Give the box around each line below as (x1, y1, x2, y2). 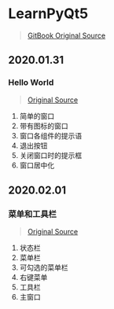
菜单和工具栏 (8, 208, 57, 219)
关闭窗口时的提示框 (19, 150, 83, 160)
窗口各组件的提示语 (19, 131, 83, 140)
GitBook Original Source (27, 31, 106, 40)
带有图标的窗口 (19, 121, 68, 131)
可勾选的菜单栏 (19, 263, 68, 272)
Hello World (8, 77, 54, 88)
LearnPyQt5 (8, 5, 89, 23)
